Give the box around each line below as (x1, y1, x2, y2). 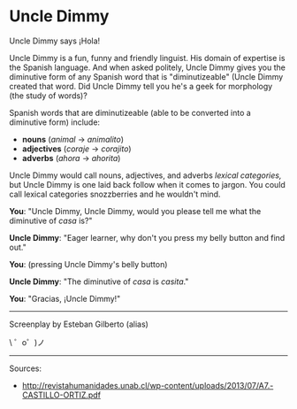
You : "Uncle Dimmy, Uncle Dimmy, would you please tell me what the (9, 205, 262, 216)
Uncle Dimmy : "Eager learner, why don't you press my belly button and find (9, 232, 286, 243)
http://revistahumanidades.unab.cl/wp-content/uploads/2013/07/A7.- (21, 380, 274, 390)
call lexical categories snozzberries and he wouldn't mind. (9, 189, 221, 199)
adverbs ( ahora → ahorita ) (21, 152, 121, 163)
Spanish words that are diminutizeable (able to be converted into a (9, 107, 252, 118)
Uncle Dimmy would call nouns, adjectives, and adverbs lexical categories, (9, 170, 282, 181)
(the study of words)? (9, 90, 88, 101)
